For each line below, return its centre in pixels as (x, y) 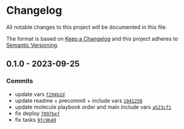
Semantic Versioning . (32, 45)
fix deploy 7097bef (37, 113)
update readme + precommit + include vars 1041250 (79, 100)
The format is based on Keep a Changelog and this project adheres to (92, 38)
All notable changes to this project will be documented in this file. (87, 27)
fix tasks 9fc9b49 (35, 119)
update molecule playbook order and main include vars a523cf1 (93, 107)
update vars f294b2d (40, 94)
